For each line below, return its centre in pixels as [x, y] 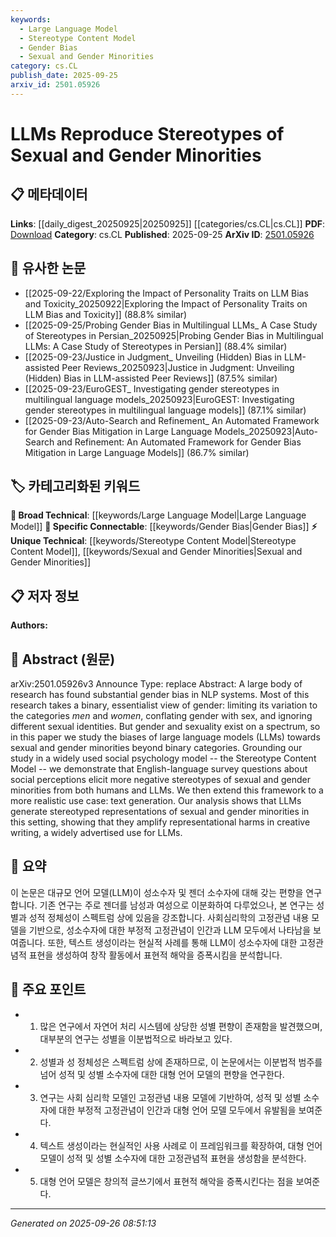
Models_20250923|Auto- [266, 431]
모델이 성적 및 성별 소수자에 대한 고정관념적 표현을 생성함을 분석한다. [173, 1158]
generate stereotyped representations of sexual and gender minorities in [160, 811]
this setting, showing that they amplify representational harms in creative [160, 822]
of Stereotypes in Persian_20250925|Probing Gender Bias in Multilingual [174, 335]
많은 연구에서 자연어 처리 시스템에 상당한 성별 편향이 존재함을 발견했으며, [181, 1026]
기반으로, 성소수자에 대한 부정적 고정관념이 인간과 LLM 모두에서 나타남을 [170, 930]
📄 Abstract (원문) [63, 659]
